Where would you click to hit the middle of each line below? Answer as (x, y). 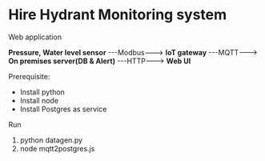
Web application (35, 37)
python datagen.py (51, 140)
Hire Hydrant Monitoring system (118, 15)
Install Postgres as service (63, 109)
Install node (39, 100)
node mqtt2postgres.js (57, 148)
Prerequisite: (29, 76)
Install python (42, 92)
